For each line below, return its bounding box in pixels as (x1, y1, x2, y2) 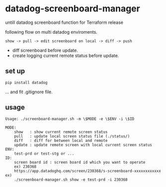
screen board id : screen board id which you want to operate (14, 160, 146, 165)
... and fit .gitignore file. (5, 89, 53, 95)
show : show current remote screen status (14, 129, 108, 134)
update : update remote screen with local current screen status (14, 142, 153, 147)
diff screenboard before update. (12, 47, 79, 53)
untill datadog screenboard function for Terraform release (5, 19, 123, 25)
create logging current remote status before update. (12, 53, 119, 59)
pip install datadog (5, 80, 48, 85)
